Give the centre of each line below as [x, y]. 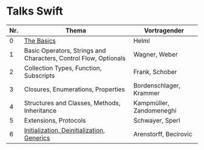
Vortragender [164, 30]
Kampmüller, [151, 103]
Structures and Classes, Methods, [72, 103]
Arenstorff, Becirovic [163, 134]
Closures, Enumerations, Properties [75, 89]
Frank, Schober [155, 72]
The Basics [40, 41]
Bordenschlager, [157, 85]
